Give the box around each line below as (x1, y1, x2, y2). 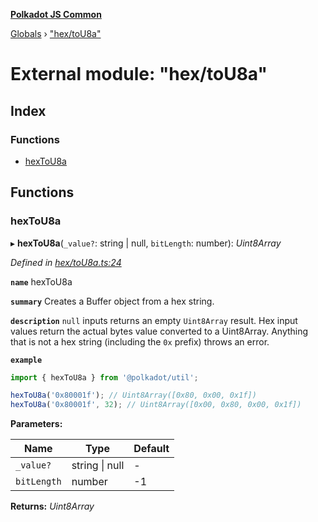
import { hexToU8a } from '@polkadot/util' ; (10, 372, 199, 383)
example (10, 355, 43, 365)
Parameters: (10, 418, 63, 430)
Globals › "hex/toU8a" (10, 28, 102, 39)
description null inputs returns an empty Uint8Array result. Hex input (10, 314, 298, 326)
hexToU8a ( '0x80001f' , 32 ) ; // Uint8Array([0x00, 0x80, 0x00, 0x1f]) (10, 400, 302, 410)
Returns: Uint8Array (10, 500, 95, 513)
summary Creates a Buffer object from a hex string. (10, 295, 215, 307)
